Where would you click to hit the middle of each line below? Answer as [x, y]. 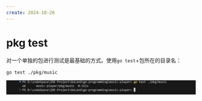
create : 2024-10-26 [31, 13]
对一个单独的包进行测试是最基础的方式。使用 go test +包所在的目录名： [94, 60]
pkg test [27, 43]
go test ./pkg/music [32, 72]
